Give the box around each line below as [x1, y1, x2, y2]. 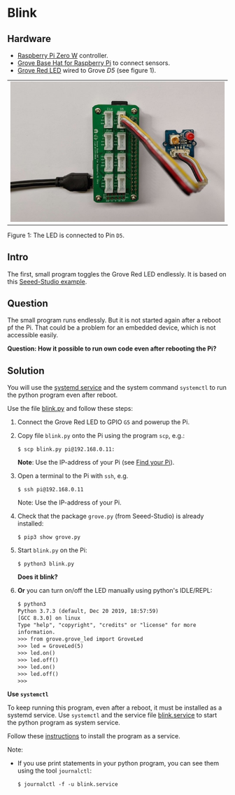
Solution [7, 365, 45, 377]
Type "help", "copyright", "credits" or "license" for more [17, 621, 197, 629]
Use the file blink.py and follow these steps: [7, 404, 134, 413]
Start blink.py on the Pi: [17, 546, 87, 554]
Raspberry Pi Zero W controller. [17, 51, 108, 59]
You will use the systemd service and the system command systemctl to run [7, 384, 227, 392]
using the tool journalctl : [17, 766, 92, 775]
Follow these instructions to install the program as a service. [7, 732, 180, 740]
